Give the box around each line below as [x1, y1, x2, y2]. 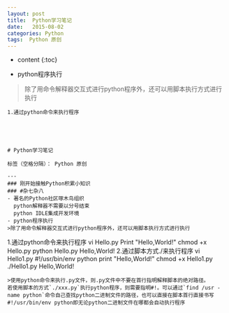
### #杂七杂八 [7, 188, 44, 195]
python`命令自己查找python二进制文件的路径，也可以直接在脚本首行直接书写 [22, 292, 214, 299]
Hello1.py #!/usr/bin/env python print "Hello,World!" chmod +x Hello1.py [7, 255, 213, 263]
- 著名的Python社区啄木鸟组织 [7, 195, 85, 202]
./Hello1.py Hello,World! [7, 262, 75, 270]
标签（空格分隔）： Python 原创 [7, 160, 87, 168]
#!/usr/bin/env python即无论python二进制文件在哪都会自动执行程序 [7, 299, 186, 307]
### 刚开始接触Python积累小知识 [7, 180, 91, 188]
